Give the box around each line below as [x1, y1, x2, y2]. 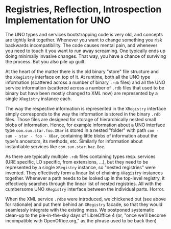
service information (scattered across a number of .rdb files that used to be [5, 84, 165, 90]
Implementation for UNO [5, 14, 111, 26]
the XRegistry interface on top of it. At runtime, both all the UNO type [5, 74, 151, 80]
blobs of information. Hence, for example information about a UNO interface [5, 122, 165, 128]
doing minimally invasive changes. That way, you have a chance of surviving [5, 53, 166, 59]
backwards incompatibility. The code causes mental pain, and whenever [5, 42, 158, 48]
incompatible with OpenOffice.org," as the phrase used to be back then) [5, 217, 157, 223]
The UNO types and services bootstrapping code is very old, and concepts [5, 31, 163, 37]
